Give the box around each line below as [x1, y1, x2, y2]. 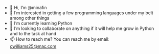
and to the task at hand [9, 31, 57, 36]
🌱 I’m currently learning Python [9, 20, 72, 26]
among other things [9, 15, 50, 21]
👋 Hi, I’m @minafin [9, 5, 47, 10]
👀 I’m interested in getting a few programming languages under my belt [9, 10, 153, 16]
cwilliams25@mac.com [9, 43, 57, 49]
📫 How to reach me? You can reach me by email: [9, 36, 110, 42]
